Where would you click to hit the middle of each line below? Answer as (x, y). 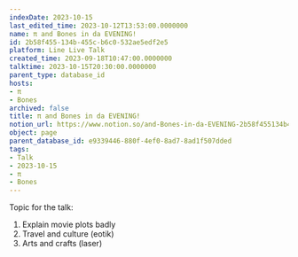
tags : (19, 149)
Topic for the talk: (41, 207)
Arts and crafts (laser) (62, 244)
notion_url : (31, 125)
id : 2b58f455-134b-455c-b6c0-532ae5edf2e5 (89, 42)
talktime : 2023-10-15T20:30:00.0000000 (83, 67)
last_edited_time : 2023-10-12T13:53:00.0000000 (99, 26)
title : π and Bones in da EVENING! (75, 116)
